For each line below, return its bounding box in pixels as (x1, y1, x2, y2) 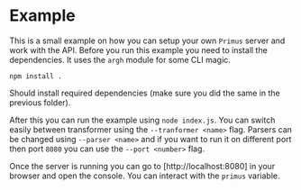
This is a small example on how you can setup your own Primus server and (9, 35, 286, 46)
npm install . (9, 71, 63, 81)
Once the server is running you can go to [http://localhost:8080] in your (9, 160, 276, 171)
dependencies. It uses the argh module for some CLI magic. (9, 54, 232, 65)
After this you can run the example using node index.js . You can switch (9, 114, 276, 125)
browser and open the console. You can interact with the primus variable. (9, 170, 281, 181)
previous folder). (9, 96, 71, 108)
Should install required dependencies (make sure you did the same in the (9, 87, 281, 98)
